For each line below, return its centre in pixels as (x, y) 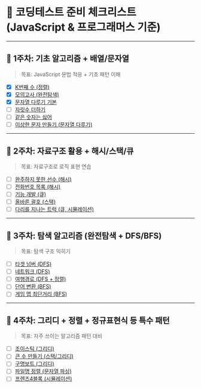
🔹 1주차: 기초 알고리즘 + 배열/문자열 (68, 58)
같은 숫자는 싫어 (33, 117)
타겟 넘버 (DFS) (33, 264)
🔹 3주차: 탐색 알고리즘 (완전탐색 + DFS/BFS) (84, 235)
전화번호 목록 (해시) (38, 187)
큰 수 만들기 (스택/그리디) (44, 356)
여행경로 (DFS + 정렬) (40, 279)
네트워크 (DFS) (32, 272)
